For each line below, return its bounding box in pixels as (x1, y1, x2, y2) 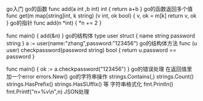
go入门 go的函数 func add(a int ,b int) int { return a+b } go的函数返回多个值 (6, 5, 193, 12)
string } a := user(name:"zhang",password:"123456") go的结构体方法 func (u (6, 40, 198, 47)
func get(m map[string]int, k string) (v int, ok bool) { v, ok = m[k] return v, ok (6, 12, 197, 19)
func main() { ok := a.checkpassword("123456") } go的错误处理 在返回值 (6, 65, 187, 73)
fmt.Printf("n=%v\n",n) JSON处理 (6, 88, 90, 95)
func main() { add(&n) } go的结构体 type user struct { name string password (6, 32, 195, 39)
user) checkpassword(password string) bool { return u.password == (6, 47, 177, 53)
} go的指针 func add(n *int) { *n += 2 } (6, 19, 102, 26)
